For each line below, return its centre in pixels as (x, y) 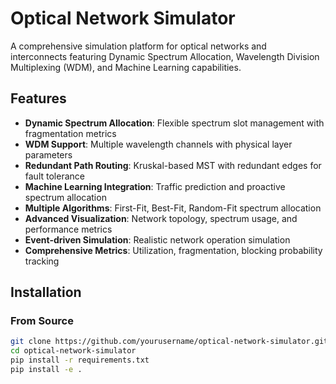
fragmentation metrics (70, 133)
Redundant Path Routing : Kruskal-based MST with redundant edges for (173, 165)
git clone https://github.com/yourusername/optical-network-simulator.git (169, 342)
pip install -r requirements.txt (80, 360)
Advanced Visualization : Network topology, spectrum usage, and (161, 218)
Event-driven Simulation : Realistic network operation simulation (157, 239)
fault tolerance (54, 176)
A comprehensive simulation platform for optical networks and (138, 46)
